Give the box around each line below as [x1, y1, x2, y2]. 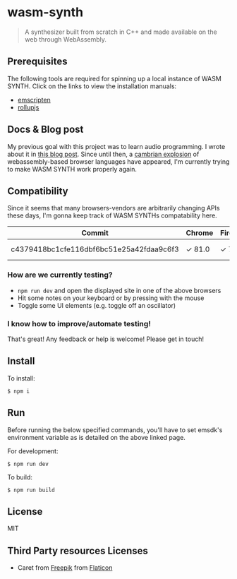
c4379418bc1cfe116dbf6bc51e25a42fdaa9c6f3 [11, 244, 179, 254]
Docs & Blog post [7, 124, 84, 136]
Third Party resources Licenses [7, 544, 148, 556]
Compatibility [7, 185, 68, 197]
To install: [7, 374, 35, 382]
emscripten [17, 95, 51, 104]
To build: [7, 472, 33, 481]
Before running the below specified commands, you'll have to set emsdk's [7, 425, 223, 434]
